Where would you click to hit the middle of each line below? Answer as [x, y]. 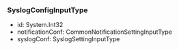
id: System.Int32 [40, 25]
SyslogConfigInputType [47, 10]
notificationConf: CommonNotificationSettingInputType [94, 32]
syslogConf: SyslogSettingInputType [68, 39]
